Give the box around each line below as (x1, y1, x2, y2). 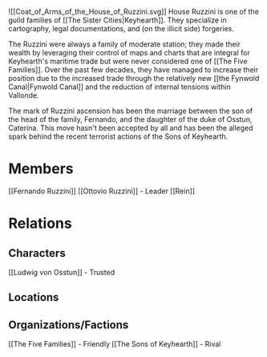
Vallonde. (8, 91, 40, 99)
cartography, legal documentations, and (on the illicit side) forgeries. (8, 24, 235, 33)
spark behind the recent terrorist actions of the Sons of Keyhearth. (8, 132, 229, 141)
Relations (8, 214, 72, 233)
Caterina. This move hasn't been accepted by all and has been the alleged (8, 124, 254, 132)
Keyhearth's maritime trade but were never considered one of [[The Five (8, 56, 248, 66)
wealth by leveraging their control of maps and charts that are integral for (8, 48, 250, 57)
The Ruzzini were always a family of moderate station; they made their (8, 39, 241, 49)
